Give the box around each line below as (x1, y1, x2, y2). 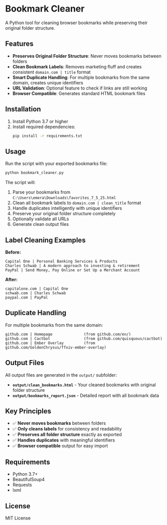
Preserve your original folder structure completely (12, 211, 116, 217)
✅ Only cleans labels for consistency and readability (12, 426, 122, 432)
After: (5, 276, 18, 282)
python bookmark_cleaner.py (5, 170, 64, 176)
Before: (5, 249, 21, 255)
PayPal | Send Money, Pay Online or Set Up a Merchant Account (5, 268, 140, 273)
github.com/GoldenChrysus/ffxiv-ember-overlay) (5, 345, 107, 350)
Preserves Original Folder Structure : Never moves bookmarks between (12, 53, 161, 59)
